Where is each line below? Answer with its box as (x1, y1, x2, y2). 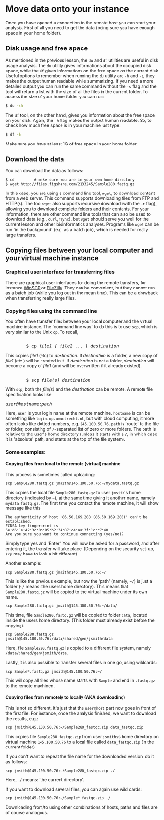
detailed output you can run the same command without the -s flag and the (5, 83, 157, 89)
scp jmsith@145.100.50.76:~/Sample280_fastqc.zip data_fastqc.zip (5, 725, 143, 730)
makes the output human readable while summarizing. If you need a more (5, 78, 154, 84)
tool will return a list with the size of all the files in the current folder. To (5, 88, 148, 94)
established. (5, 519, 32, 524)
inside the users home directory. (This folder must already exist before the (5, 617, 155, 623)
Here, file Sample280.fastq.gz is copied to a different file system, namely (5, 645, 151, 651)
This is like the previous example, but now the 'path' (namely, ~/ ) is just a (5, 579, 153, 584)
